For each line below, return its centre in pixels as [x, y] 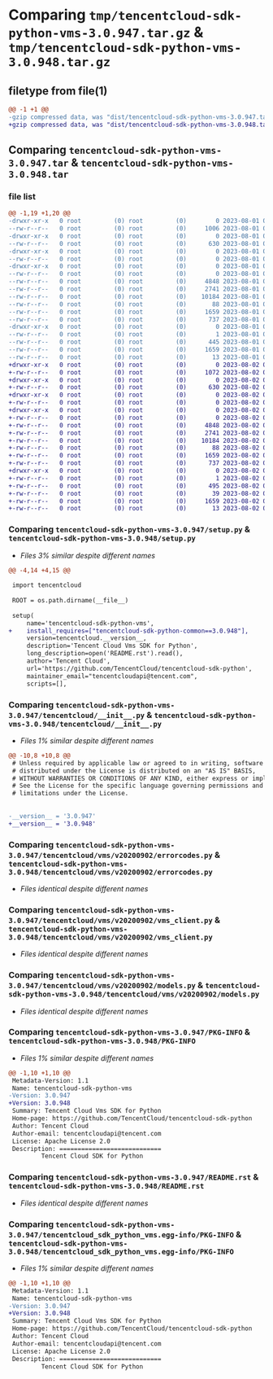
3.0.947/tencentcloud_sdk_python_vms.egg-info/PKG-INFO [121, 1235]
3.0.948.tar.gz [60, 62]
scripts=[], [47, 684]
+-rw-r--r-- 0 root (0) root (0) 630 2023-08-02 [134, 387]
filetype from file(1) [58, 91]
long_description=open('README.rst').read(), [105, 654]
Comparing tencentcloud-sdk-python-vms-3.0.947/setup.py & [129, 529]
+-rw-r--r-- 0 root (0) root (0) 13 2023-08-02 [134, 509]
